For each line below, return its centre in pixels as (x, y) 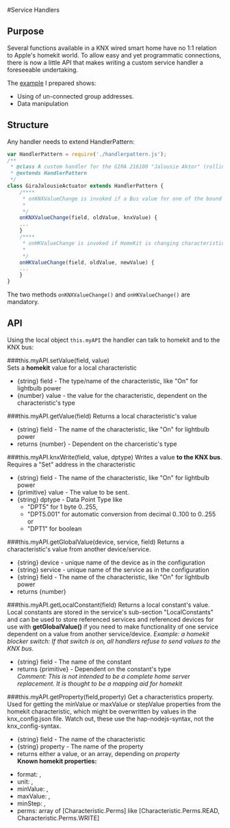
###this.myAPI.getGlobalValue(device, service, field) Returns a (96, 542)
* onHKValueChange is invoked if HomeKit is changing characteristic (124, 243)
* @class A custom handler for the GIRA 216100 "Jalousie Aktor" (105, 167)
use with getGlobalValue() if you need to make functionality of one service (113, 627)
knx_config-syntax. (34, 726)
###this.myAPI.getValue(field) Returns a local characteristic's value (102, 416)
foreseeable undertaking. (43, 70)
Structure (28, 125)
